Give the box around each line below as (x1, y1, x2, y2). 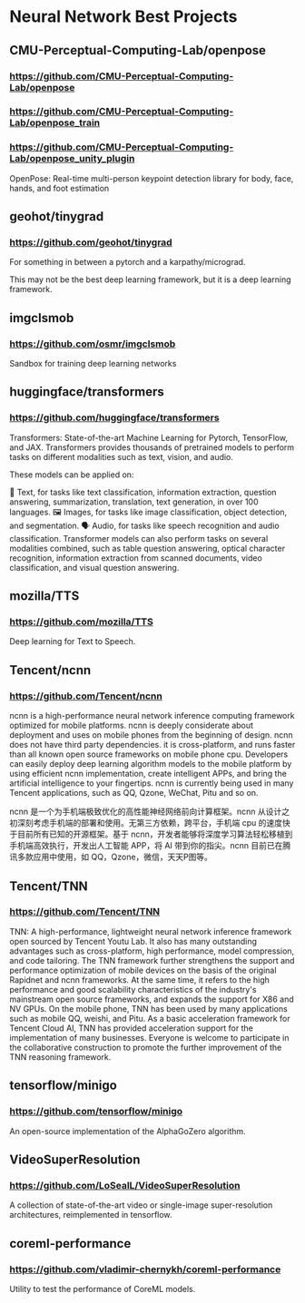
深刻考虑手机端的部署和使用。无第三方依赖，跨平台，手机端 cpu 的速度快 (16, 818, 290, 828)
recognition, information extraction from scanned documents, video (9, 552, 263, 563)
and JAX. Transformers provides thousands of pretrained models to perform (9, 442, 295, 453)
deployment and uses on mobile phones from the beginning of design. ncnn (9, 730, 293, 740)
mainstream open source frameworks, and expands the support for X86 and (9, 994, 294, 1004)
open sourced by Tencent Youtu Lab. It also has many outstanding (9, 936, 257, 946)
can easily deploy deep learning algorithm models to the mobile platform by (9, 759, 292, 769)
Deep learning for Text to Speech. (9, 636, 136, 647)
